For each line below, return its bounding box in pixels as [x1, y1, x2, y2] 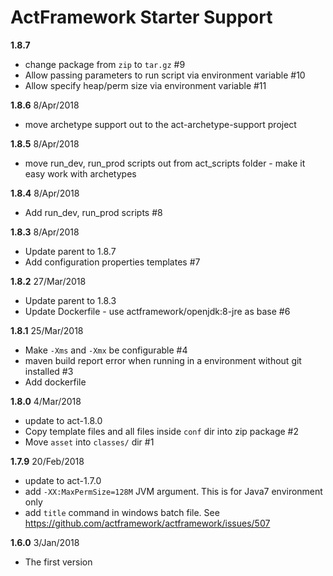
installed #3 [24, 365, 74, 377]
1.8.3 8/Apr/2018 [10, 226, 80, 238]
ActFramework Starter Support [10, 6, 273, 29]
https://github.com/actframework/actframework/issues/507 [24, 517, 271, 529]
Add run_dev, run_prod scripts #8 [24, 206, 163, 218]
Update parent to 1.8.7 [24, 245, 117, 257]
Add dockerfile [24, 376, 87, 388]
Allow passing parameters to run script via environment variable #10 [24, 69, 306, 81]
